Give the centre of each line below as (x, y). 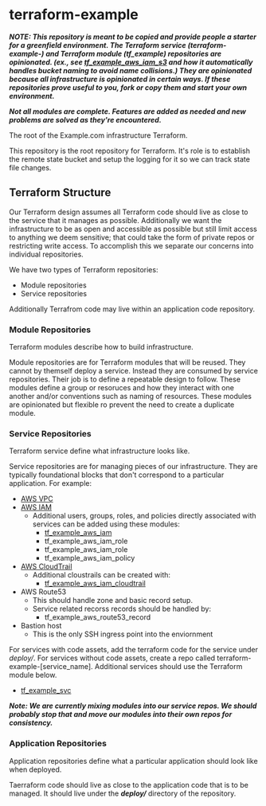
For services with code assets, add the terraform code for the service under (133, 650)
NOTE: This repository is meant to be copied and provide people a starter (133, 37)
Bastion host (41, 626)
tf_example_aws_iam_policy (90, 558)
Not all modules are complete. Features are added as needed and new (127, 111)
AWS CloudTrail (46, 566)
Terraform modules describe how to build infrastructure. (101, 347)
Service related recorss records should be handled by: (122, 609)
